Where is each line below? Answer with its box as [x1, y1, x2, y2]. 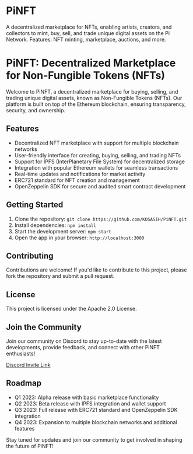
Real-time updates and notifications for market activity [14, 170, 146, 177]
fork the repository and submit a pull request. [6, 273, 115, 280]
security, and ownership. [6, 106, 66, 113]
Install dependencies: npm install [14, 221, 96, 229]
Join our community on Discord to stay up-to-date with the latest [6, 338, 162, 345]
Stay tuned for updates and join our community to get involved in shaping [6, 436, 183, 443]
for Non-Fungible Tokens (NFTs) [6, 69, 165, 82]
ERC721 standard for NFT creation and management [14, 177, 140, 184]
